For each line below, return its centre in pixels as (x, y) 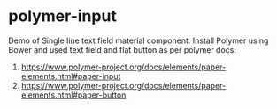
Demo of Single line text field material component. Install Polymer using (138, 40)
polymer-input (62, 16)
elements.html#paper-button (73, 95)
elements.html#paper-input (71, 76)
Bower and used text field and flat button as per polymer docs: (122, 49)
